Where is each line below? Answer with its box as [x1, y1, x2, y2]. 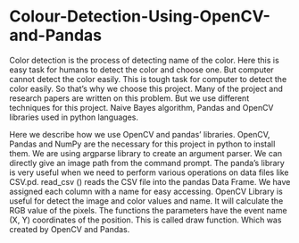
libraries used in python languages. [9, 112, 138, 122]
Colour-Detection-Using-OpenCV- [9, 6, 270, 27]
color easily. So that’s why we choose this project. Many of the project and [9, 83, 284, 94]
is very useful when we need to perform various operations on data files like [9, 167, 289, 178]
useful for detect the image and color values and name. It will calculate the [9, 195, 284, 206]
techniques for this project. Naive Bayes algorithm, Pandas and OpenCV [9, 102, 274, 113]
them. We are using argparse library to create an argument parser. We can [9, 147, 283, 158]
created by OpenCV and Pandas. [9, 223, 130, 234]
